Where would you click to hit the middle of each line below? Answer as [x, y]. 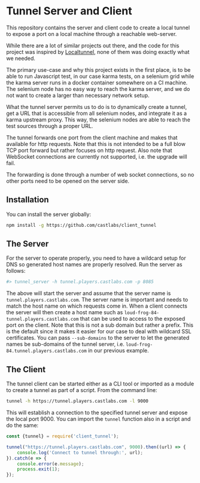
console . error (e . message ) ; [51, 464]
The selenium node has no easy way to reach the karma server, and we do [98, 89]
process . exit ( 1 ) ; [39, 469]
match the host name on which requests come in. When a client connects [97, 306]
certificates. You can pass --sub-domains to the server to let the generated [98, 338]
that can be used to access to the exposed [133, 319]
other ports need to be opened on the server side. [68, 181]
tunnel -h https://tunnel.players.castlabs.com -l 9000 [77, 401]
